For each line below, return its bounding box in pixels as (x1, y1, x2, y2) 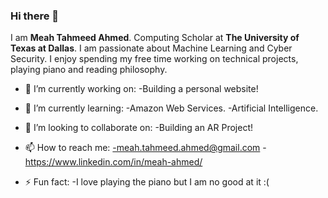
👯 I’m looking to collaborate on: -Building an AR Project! (24, 122, 254, 134)
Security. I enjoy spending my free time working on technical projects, (10, 53, 299, 65)
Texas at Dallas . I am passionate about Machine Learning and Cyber (10, 42, 293, 54)
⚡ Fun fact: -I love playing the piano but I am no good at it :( (24, 176, 270, 188)
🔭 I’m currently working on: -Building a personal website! (24, 83, 259, 95)
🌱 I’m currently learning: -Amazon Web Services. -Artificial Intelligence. (24, 102, 319, 114)
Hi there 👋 (10, 9, 60, 23)
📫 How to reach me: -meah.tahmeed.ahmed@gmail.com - (24, 142, 267, 154)
